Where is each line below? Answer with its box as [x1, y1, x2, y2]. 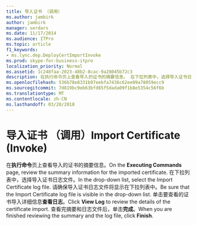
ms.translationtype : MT [6, 90, 65, 96]
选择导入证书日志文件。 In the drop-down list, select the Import [21, 176, 173, 183]
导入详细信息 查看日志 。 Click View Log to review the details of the [11, 198, 171, 206]
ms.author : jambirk [6, 14, 54, 20]
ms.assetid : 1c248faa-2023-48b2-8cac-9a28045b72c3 [6, 69, 133, 75]
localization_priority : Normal [6, 63, 83, 69]
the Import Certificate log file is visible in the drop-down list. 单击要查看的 [6, 191, 184, 198]
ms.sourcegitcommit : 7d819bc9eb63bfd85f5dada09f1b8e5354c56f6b [6, 85, 165, 91]
